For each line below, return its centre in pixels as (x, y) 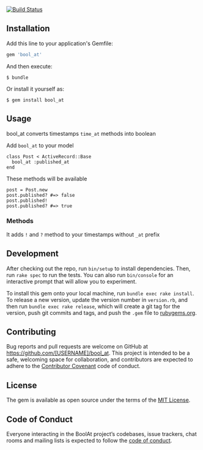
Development (33, 254)
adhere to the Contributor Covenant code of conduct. (73, 366)
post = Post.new (27, 190)
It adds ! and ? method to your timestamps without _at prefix (83, 234)
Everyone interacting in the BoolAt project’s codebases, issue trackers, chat (102, 434)
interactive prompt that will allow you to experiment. (72, 281)
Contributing (31, 332)
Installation (28, 28)
